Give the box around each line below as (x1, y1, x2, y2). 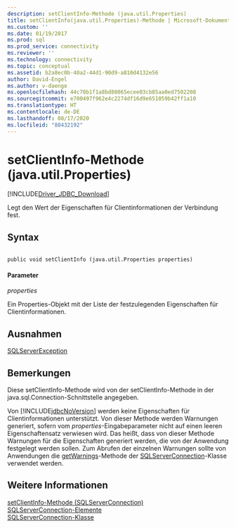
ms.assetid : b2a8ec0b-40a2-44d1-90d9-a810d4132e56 (7, 69, 159, 76)
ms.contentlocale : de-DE (7, 108, 80, 115)
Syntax (7, 231, 39, 243)
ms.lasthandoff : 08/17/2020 (7, 115, 90, 122)
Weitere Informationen (7, 479, 109, 491)
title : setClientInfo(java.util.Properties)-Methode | (7, 17, 171, 24)
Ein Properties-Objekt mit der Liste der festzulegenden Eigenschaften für (7, 300, 218, 309)
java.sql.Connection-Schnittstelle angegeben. (7, 393, 139, 401)
